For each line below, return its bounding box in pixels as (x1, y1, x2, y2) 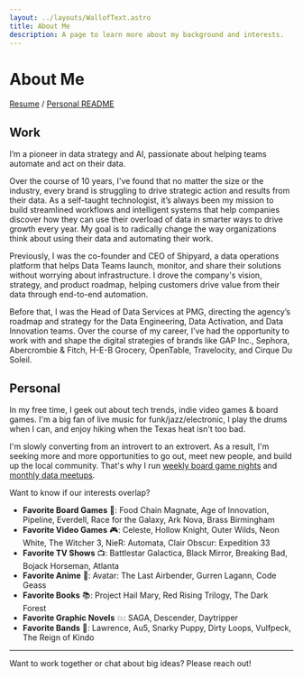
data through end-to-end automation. (9, 289, 149, 300)
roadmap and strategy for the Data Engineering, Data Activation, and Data (9, 316, 284, 327)
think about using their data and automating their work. (9, 234, 214, 244)
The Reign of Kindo (22, 632, 95, 643)
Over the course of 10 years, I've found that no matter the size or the (9, 176, 264, 187)
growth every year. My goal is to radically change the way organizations (9, 224, 277, 234)
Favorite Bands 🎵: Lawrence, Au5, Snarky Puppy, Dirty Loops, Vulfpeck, (22, 622, 291, 633)
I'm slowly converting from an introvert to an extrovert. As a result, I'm (9, 441, 270, 452)
